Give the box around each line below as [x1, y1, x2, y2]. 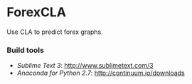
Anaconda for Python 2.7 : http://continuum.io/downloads [16, 68, 186, 78]
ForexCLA [6, 4, 67, 20]
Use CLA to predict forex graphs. [6, 28, 104, 36]
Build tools [6, 45, 44, 55]
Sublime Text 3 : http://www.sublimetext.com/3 [16, 61, 154, 70]
